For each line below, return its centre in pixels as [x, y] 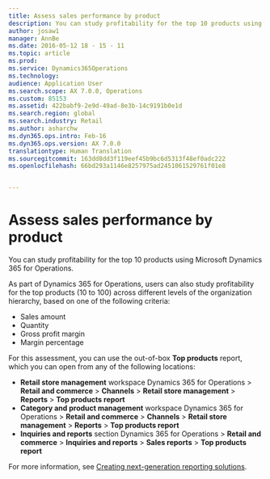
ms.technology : [34, 76]
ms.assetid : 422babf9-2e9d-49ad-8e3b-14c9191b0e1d [95, 106]
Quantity [34, 326]
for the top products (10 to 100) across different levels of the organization [130, 292]
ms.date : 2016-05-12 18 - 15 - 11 [67, 46]
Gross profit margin [52, 334]
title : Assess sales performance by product [84, 16]
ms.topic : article [39, 53]
